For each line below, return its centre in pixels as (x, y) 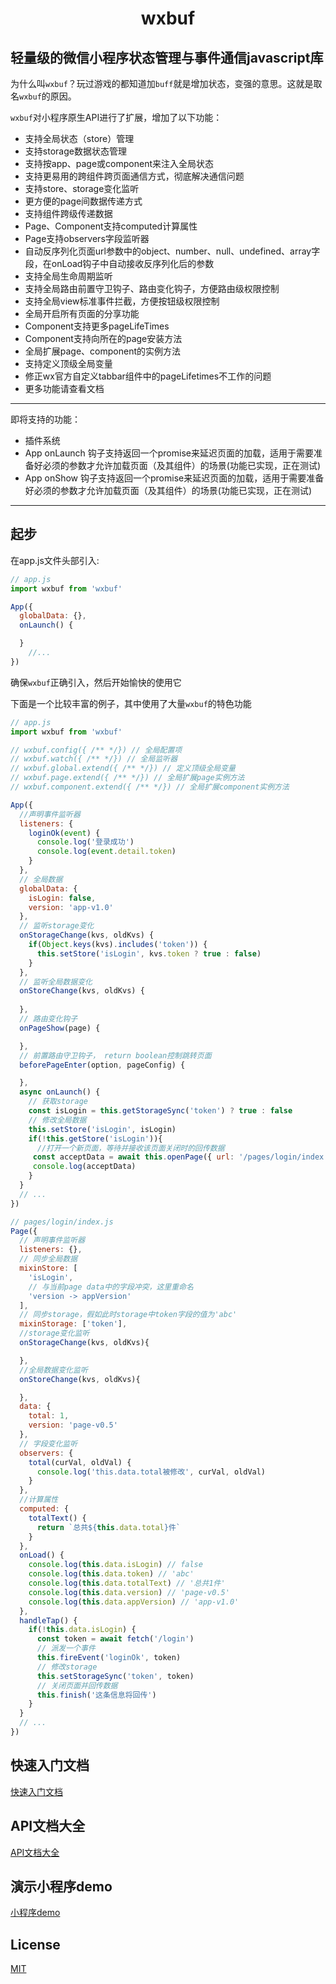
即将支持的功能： (45, 419)
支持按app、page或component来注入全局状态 (119, 163)
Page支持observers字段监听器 (87, 238)
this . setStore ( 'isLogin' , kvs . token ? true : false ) (149, 953)
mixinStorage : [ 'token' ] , (73, 1324)
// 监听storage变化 (57, 926)
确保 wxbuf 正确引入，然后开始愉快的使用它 (96, 682)
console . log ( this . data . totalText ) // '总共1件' (127, 1583)
